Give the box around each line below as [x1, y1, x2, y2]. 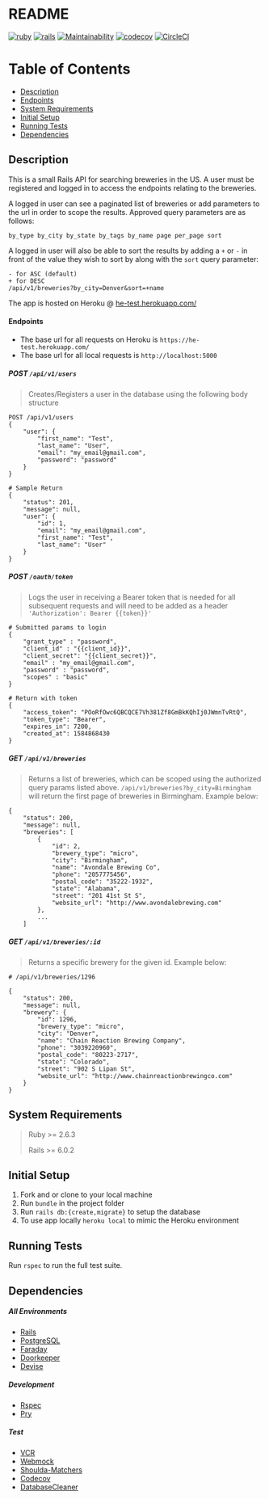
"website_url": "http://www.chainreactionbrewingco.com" [37, 1072, 233, 1080]
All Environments [8, 1307, 67, 1316]
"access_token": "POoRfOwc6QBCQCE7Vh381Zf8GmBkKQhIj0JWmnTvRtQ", [23, 708, 248, 716]
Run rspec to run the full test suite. [8, 1261, 123, 1270]
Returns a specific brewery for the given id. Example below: [27, 957, 227, 966]
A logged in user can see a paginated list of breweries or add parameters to [8, 199, 260, 208]
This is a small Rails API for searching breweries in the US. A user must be [8, 175, 254, 184]
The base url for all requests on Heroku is [19, 335, 158, 344]
